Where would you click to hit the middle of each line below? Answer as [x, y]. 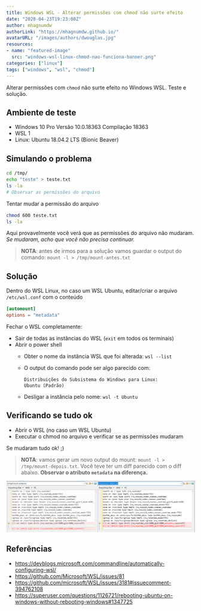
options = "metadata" [33, 315]
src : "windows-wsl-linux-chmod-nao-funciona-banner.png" [84, 57]
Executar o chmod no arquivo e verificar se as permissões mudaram [99, 436]
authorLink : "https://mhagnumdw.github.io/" [63, 32]
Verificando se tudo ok [49, 416]
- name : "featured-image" [38, 51]
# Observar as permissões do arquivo [53, 192]
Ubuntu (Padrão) [44, 386]
